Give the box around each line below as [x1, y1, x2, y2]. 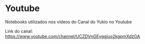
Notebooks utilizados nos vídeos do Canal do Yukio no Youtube [5, 19, 132, 25]
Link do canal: [5, 28, 33, 34]
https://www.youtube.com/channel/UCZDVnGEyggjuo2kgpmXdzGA [5, 33, 141, 39]
